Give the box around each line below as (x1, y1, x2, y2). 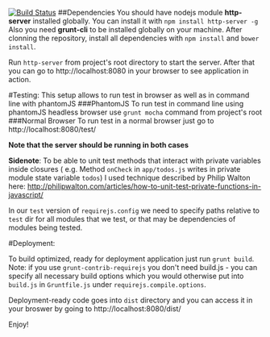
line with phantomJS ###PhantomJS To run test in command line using (8, 99, 244, 108)
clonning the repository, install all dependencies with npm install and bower (8, 33, 260, 43)
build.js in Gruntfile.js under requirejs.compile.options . (8, 280, 207, 289)
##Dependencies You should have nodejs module (57, 8, 223, 17)
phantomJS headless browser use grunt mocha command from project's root (8, 107, 263, 117)
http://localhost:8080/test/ (8, 125, 97, 134)
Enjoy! (8, 319, 30, 329)
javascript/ (8, 190, 44, 199)
